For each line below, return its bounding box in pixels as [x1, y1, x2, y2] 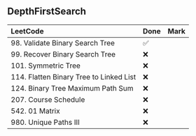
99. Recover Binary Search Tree [10, 49, 116, 59]
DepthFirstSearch [7, 6, 86, 17]
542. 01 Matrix [10, 106, 61, 116]
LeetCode [10, 26, 44, 36]
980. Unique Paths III [10, 117, 80, 127]
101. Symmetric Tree [10, 61, 80, 70]
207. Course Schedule [10, 94, 85, 104]
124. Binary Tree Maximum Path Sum [10, 83, 134, 93]
